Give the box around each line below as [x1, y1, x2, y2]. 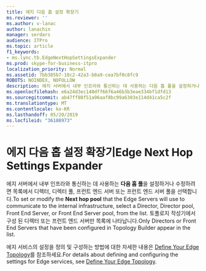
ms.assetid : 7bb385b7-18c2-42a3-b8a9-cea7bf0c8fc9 [6, 72, 139, 78]
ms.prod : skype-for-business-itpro [6, 60, 97, 66]
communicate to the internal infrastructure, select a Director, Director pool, [6, 202, 195, 210]
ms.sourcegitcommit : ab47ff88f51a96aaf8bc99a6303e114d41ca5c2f [6, 94, 172, 101]
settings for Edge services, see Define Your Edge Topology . [6, 258, 157, 265]
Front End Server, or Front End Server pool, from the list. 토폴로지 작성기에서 [6, 210, 196, 217]
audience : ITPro [6, 37, 48, 44]
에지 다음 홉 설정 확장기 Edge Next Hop [6, 145, 193, 159]
